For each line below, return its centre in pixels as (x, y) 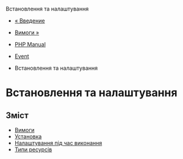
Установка (28, 136)
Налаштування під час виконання (58, 143)
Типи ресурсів (33, 150)
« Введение (30, 20)
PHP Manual (30, 44)
